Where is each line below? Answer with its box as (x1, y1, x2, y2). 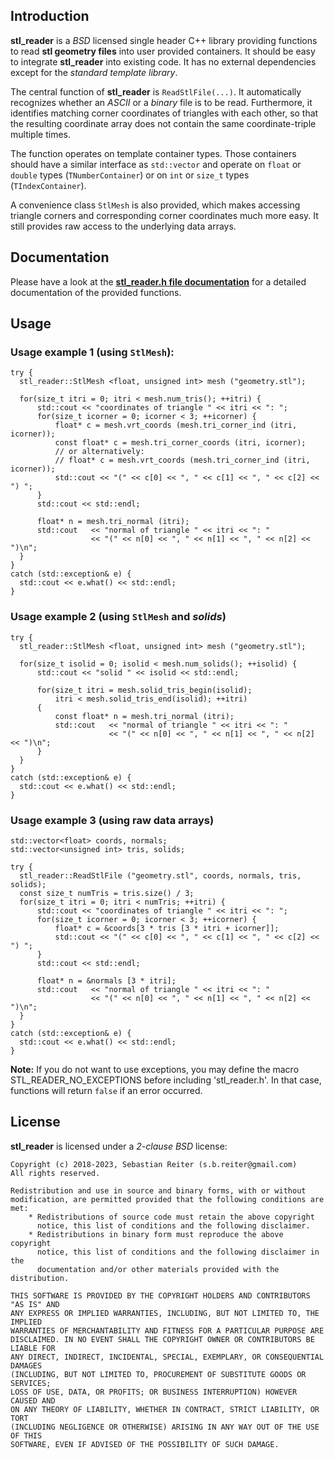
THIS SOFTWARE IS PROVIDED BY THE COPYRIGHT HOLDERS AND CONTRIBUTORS (10, 1290, 311, 1301)
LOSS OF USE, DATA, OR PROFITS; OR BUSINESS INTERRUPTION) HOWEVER (10, 1387, 298, 1397)
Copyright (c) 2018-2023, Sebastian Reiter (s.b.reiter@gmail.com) (10, 1159, 298, 1169)
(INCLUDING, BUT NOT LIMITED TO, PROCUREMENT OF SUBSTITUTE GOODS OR (10, 1369, 307, 1379)
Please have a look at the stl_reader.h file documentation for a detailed (10, 275, 307, 288)
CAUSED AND (10, 1395, 56, 1406)
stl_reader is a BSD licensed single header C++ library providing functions (10, 34, 318, 46)
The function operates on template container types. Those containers (10, 147, 297, 159)
